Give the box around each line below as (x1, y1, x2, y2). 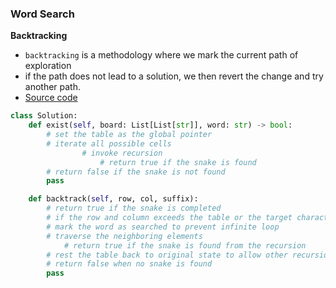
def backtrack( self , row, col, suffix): (28, 194, 199, 204)
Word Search (10, 7, 75, 21)
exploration (24, 60, 72, 72)
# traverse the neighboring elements (46, 231, 203, 241)
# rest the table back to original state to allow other (46, 250, 288, 260)
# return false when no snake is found (46, 259, 213, 269)
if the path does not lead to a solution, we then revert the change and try (24, 70, 324, 82)
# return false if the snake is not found (46, 167, 226, 177)
